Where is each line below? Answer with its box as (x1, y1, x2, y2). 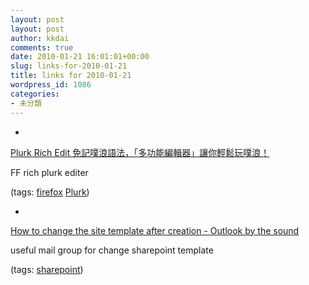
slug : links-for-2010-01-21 (10, 61, 128, 71)
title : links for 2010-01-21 (10, 71, 132, 81)
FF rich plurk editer (10, 166, 89, 178)
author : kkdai (10, 33, 70, 43)
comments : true (10, 42, 74, 53)
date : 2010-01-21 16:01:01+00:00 (10, 52, 150, 62)
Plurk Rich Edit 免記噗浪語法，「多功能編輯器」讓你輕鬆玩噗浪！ (10, 146, 270, 158)
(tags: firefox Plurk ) (10, 186, 90, 198)
